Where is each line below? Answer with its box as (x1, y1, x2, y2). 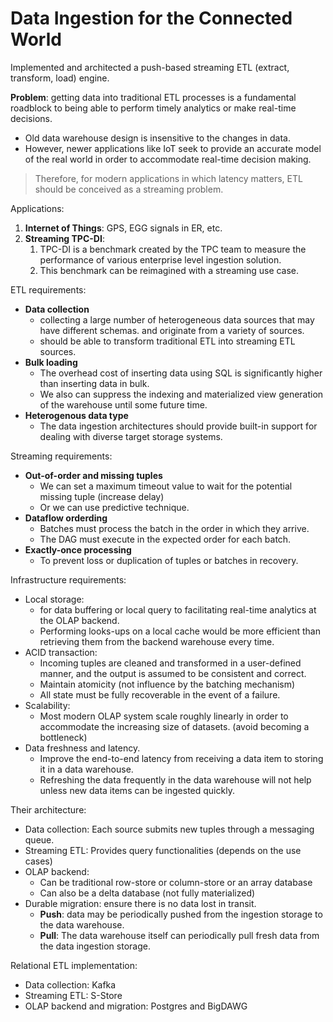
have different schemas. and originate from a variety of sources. (39, 324, 305, 336)
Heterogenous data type (24, 409, 129, 421)
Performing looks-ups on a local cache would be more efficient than (39, 625, 321, 637)
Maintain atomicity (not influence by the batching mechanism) (39, 678, 296, 690)
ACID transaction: (24, 646, 98, 658)
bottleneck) (39, 731, 88, 743)
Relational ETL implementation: (10, 959, 138, 971)
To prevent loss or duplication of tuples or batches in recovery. (39, 554, 299, 566)
